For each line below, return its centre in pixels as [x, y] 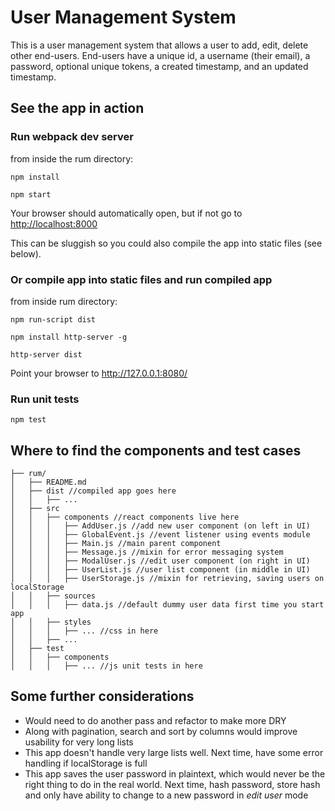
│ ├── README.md [48, 482]
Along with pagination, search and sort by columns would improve [161, 731]
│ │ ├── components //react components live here [125, 517]
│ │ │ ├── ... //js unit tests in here [106, 666]
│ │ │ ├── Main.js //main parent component [116, 544]
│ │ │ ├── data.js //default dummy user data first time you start [167, 605]
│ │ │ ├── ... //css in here [84, 631]
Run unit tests [45, 399]
